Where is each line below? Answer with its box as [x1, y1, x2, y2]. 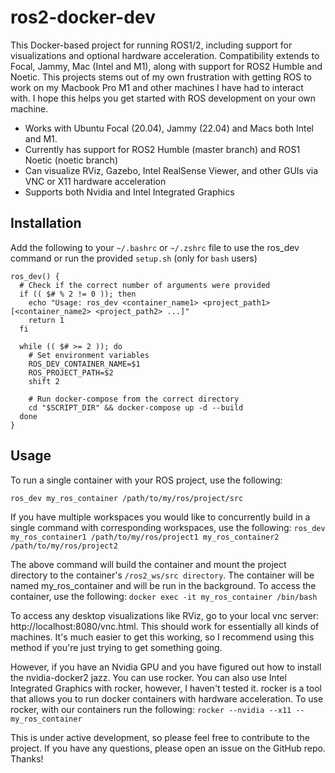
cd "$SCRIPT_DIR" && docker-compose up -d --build [28, 402, 244, 413]
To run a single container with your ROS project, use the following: [10, 474, 283, 486]
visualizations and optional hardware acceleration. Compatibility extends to [10, 49, 320, 61]
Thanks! [10, 752, 44, 765]
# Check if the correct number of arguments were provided [19, 280, 271, 290]
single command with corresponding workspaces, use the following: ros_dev [10, 521, 326, 533]
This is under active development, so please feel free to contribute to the [10, 731, 310, 743]
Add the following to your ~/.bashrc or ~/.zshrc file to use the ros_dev [10, 241, 300, 253]
